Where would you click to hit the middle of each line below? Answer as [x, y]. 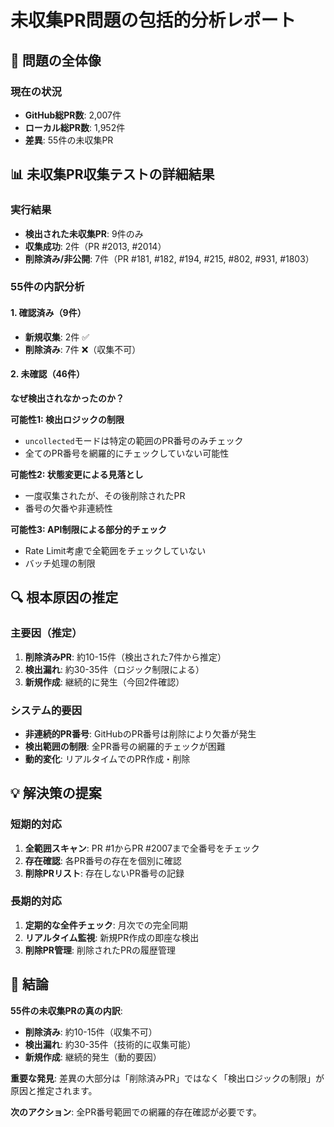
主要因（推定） [46, 633]
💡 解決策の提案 [56, 793]
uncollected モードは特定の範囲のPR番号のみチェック [134, 440]
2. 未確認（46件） [47, 374]
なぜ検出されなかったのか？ [67, 398]
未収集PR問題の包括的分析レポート [153, 20]
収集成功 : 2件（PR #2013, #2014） [95, 246]
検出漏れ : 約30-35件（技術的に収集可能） [110, 1044]
